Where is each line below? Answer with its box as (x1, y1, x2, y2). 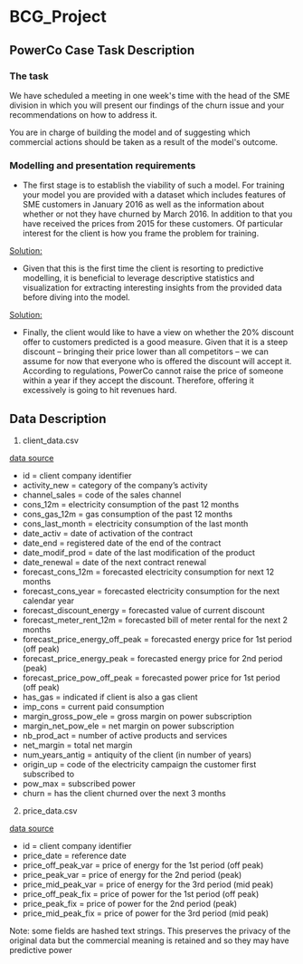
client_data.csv (22, 435, 80, 446)
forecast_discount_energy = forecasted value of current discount (22, 604, 265, 615)
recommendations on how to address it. (9, 109, 158, 120)
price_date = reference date (22, 850, 127, 861)
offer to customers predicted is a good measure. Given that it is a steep (22, 337, 288, 348)
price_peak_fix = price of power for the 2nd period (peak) (22, 898, 238, 909)
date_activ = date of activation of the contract (22, 527, 194, 538)
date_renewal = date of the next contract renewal (22, 556, 206, 567)
